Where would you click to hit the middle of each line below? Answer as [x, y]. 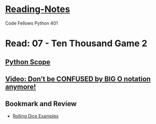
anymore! [21, 87]
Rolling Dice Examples [35, 116]
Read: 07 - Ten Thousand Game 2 [76, 43]
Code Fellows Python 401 [31, 23]
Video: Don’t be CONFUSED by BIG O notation [78, 79]
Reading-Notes [38, 9]
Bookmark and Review [41, 104]
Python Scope [28, 62]
